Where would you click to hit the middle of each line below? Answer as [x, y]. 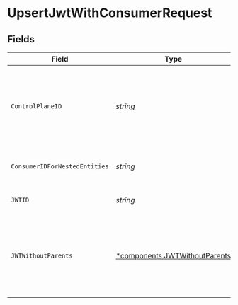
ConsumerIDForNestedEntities [60, 167]
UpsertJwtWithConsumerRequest [110, 13]
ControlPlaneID [36, 107]
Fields [21, 39]
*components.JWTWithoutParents [174, 256]
